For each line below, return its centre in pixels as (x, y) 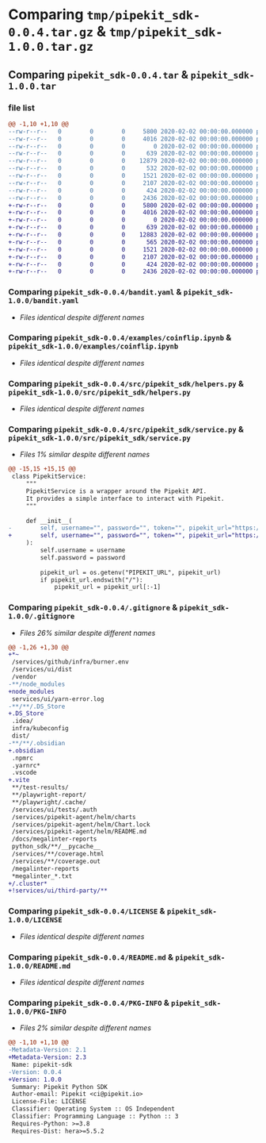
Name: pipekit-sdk (42, 1064)
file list (22, 107)
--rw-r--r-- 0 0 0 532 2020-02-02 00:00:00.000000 (131, 168)
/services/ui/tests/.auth (54, 810)
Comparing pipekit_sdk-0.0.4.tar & (98, 74)
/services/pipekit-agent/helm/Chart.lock (81, 824)
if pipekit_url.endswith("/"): (92, 580)
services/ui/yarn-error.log (58, 699)
